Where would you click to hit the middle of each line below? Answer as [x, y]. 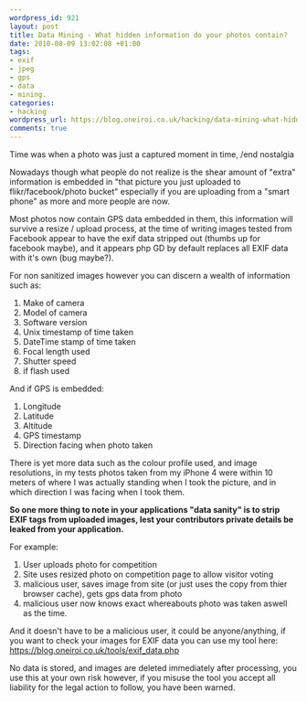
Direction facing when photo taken [88, 445]
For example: [34, 547]
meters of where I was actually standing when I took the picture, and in [143, 482]
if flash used [46, 371]
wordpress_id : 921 [44, 18]
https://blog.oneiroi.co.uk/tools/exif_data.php [95, 650]
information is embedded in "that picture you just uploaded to [125, 182]
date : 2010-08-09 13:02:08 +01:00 [75, 43]
